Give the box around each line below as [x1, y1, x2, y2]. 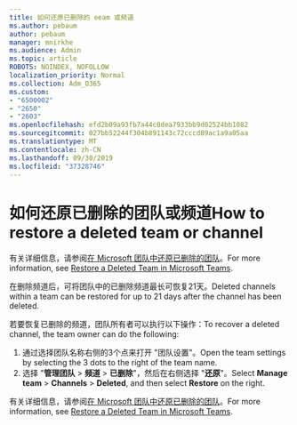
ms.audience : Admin [9, 46, 82, 55]
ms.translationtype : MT [9, 137, 98, 146]
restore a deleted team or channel [9, 222, 264, 243]
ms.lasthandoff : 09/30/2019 [9, 153, 114, 163]
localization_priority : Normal [9, 71, 125, 80]
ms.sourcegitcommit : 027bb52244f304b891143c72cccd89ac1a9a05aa [9, 129, 249, 138]
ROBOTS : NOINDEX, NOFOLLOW [9, 63, 109, 72]
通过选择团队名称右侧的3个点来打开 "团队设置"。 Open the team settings [21, 348, 286, 358]
